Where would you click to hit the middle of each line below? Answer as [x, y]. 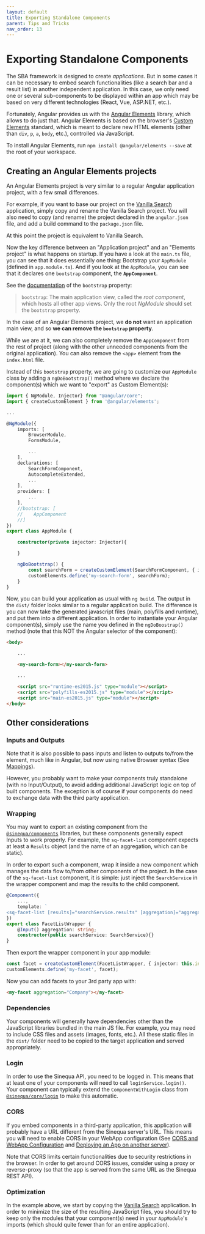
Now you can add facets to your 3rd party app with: [71, 981]
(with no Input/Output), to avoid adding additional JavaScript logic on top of [101, 785]
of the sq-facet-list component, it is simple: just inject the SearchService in [102, 877]
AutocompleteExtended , [57, 475]
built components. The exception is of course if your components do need [100, 791]
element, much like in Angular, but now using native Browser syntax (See [98, 760]
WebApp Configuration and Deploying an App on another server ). [88, 1145]
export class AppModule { [39, 531]
